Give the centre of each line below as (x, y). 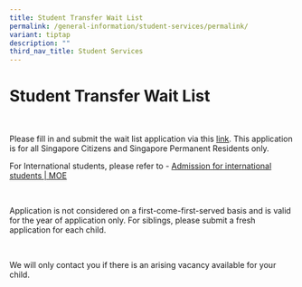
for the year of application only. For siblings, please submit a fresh (132, 220)
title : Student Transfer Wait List (76, 18)
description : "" (40, 43)
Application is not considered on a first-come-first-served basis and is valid (150, 211)
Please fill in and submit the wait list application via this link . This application (151, 139)
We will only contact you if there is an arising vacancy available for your (143, 265)
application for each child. (58, 230)
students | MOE (38, 176)
